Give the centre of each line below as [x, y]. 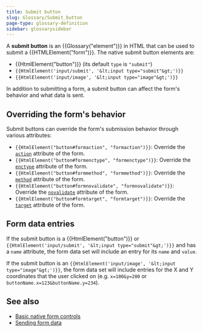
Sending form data [38, 322]
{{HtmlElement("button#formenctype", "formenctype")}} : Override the [103, 160]
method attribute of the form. [50, 179]
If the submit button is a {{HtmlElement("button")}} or [73, 238]
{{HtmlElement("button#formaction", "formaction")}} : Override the [100, 147]
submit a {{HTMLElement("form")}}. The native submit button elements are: [101, 53]
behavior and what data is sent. [45, 95]
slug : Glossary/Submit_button [45, 18]
